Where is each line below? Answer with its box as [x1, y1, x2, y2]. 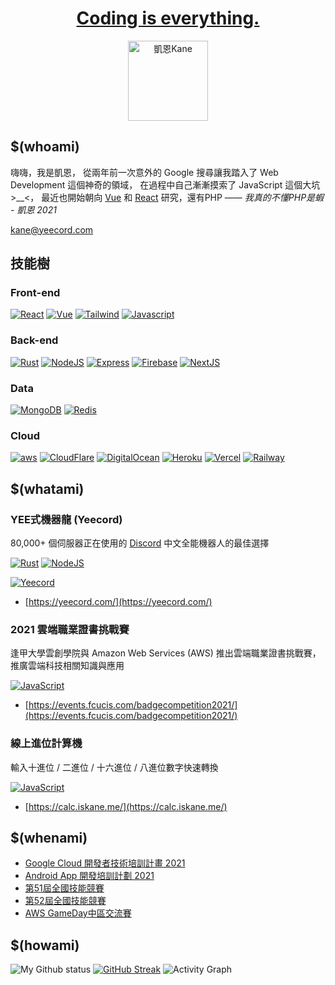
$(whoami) [10, 138, 80, 156]
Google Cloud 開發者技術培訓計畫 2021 [24, 857, 186, 869]
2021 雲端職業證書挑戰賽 [10, 622, 130, 636]
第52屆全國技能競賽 [24, 895, 107, 907]
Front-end [10, 286, 61, 300]
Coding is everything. [76, 7, 260, 30]
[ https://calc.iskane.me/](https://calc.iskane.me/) [24, 800, 228, 812]
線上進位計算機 [10, 737, 83, 751]
